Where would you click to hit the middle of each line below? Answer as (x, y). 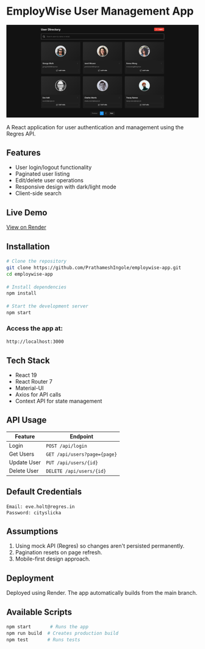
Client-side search (38, 193)
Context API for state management (59, 401)
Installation (28, 246)
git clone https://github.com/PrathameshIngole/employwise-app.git (94, 267)
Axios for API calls (38, 394)
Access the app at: (34, 328)
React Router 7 (34, 382)
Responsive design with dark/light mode (66, 187)
